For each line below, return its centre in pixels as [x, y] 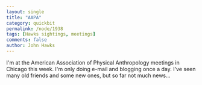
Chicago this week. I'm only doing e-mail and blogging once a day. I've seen [101, 69]
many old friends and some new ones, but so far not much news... [88, 75]
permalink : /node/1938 [35, 29]
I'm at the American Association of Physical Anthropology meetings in [93, 62]
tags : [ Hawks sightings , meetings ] [51, 34]
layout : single [25, 12]
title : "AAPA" [24, 17]
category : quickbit [31, 23]
